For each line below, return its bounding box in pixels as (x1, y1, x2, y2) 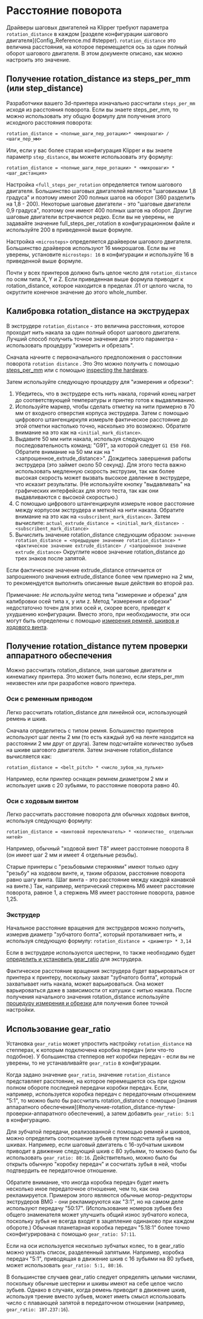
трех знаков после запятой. (15, 554, 87, 562)
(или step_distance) (6, 83, 84, 94)
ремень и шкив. (6, 715, 47, 722)
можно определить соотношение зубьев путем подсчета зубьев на (6, 1135, 182, 1142)
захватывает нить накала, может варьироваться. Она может (6, 980, 164, 987)
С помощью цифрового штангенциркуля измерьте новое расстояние (15, 499, 195, 507)
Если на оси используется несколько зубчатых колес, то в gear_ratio (6, 1242, 185, 1250)
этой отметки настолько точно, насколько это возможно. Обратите (15, 422, 191, 430)
